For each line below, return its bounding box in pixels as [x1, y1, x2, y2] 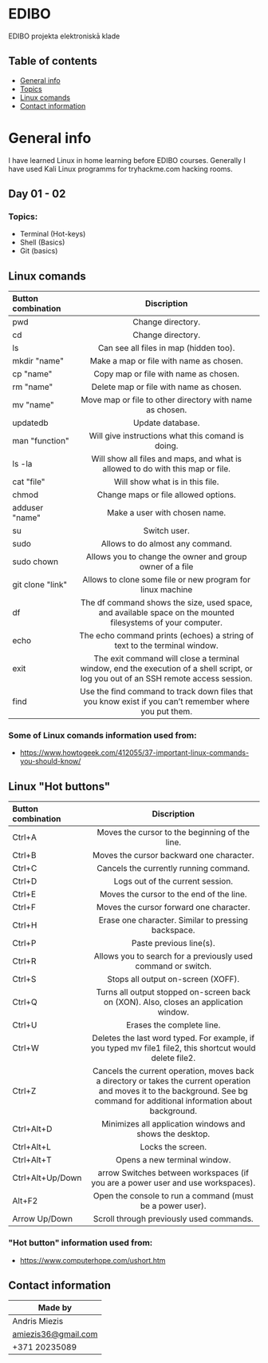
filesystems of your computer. [110, 617, 223, 628]
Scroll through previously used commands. [93, 1214, 254, 1225]
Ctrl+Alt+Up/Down [12, 1172, 82, 1183]
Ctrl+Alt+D [12, 1123, 53, 1135]
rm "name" [12, 381, 53, 392]
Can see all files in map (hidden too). [97, 343, 235, 354]
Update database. [132, 417, 200, 428]
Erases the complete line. [126, 1019, 221, 1031]
